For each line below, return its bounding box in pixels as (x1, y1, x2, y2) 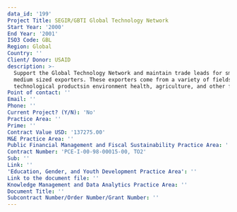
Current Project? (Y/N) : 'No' (7, 109, 97, 116)
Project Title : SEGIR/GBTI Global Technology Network (7, 17, 169, 24)
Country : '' (7, 50, 42, 57)
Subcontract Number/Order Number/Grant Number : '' (7, 194, 159, 201)
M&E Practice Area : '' (7, 135, 74, 142)
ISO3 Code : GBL (7, 37, 52, 44)
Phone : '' (7, 102, 37, 110)
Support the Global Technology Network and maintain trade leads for (13, 69, 222, 76)
